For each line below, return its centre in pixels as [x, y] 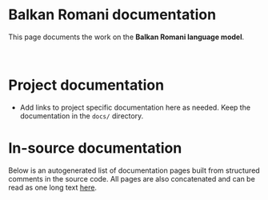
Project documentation [86, 85]
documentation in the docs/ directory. [82, 116]
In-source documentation [95, 148]
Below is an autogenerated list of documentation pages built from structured [134, 170]
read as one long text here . [53, 187]
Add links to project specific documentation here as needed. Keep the [135, 107]
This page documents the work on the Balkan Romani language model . [126, 37]
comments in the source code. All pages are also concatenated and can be [132, 178]
